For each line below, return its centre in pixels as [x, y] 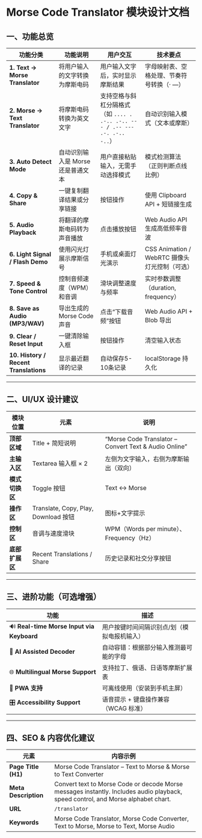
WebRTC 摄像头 [167, 258]
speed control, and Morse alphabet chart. [112, 799]
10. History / [28, 355]
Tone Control [28, 291]
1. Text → [23, 68]
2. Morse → [26, 110]
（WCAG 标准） [124, 708]
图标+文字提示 [125, 513]
